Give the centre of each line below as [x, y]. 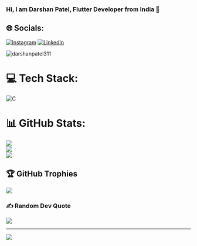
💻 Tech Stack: [42, 78]
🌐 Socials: [25, 28]
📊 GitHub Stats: [46, 123]
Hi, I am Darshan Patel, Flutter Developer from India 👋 [83, 9]
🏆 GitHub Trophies [42, 174]
